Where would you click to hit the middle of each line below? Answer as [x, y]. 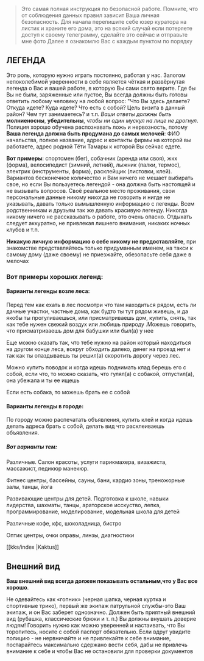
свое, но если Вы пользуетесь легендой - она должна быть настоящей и [101, 184]
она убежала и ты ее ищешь [43, 380]
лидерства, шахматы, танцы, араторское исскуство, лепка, [84, 505]
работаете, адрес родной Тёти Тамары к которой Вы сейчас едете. [94, 146]
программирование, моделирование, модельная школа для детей [93, 511]
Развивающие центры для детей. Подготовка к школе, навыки [87, 499]
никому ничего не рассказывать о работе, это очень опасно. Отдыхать [99, 217]
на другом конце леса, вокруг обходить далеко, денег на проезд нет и [98, 349]
